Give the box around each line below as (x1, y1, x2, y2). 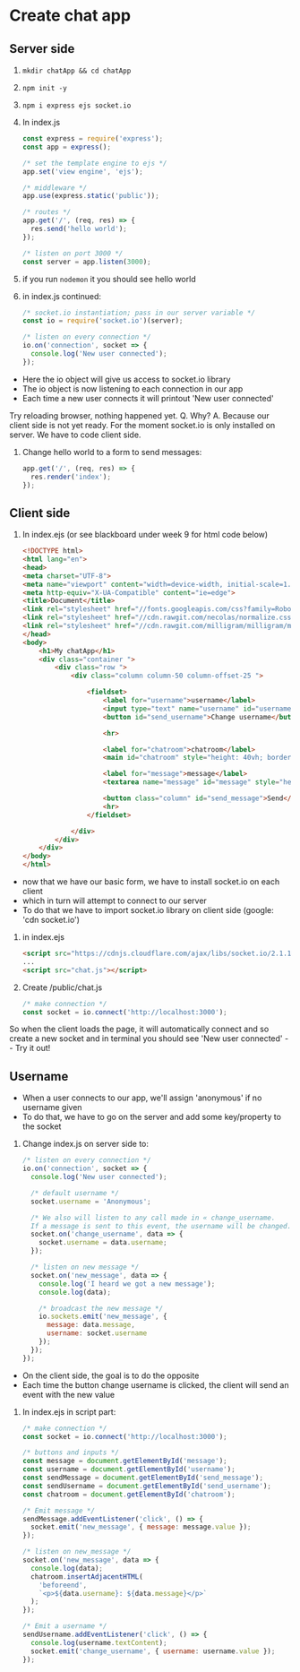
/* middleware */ (21, 183, 88, 193)
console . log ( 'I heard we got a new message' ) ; (39, 1279, 216, 1288)
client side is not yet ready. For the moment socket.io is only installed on (9, 419, 276, 430)
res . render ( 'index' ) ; (30, 472, 112, 481)
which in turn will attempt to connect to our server (21, 895, 208, 906)
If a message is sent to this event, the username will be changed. (30, 1221, 292, 1230)
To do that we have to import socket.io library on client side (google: (21, 905, 275, 916)
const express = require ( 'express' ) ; (21, 134, 164, 143)
